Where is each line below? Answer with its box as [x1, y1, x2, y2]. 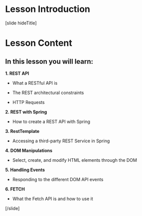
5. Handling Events [5, 167, 45, 173]
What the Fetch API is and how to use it [12, 196, 93, 202]
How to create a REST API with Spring [12, 118, 91, 124]
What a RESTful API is [12, 80, 58, 86]
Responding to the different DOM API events [12, 176, 104, 182]
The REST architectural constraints [12, 90, 84, 96]
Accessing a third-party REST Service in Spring [12, 138, 110, 144]
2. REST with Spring [5, 108, 47, 115]
